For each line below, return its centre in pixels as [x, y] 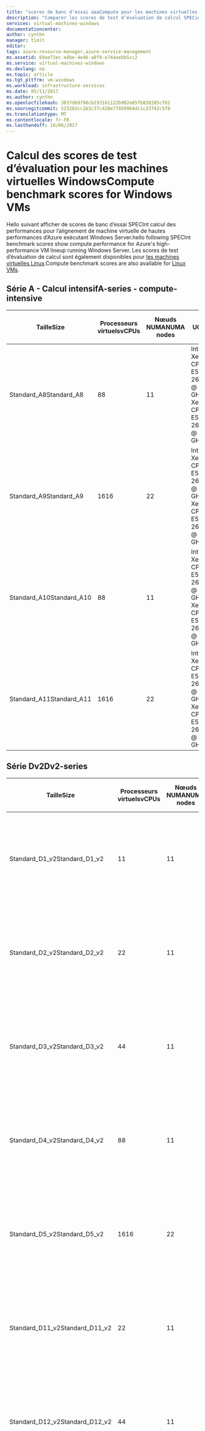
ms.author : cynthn [30, 97]
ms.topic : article [30, 74]
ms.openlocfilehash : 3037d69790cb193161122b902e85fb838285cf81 [88, 103]
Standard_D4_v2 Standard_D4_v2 [57, 1140]
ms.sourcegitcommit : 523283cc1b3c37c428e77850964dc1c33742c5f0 [88, 108]
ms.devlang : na [26, 69]
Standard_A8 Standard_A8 [47, 394]
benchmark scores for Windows [89, 194]
